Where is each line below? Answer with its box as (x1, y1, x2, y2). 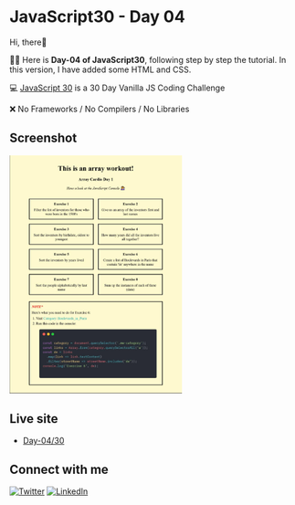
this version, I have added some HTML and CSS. (9, 64, 192, 75)
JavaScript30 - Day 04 (9, 6, 185, 27)
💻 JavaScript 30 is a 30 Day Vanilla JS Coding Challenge (9, 82, 226, 93)
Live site (9, 411, 58, 426)
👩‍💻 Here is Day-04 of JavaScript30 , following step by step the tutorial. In (9, 54, 287, 65)
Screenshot (9, 131, 78, 146)
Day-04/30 (22, 436, 65, 447)
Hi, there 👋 (9, 37, 47, 47)
